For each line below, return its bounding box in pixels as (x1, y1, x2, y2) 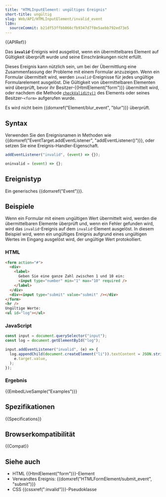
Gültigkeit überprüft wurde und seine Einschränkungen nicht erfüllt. (5, 54, 142, 60)
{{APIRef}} (5, 39, 27, 45)
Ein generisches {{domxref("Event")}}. (5, 188, 83, 194)
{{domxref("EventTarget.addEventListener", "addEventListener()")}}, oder (5, 137, 155, 143)
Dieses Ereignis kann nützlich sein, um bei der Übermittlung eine (5, 64, 137, 70)
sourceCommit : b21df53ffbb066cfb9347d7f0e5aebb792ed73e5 (9, 26, 129, 31)
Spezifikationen (5, 403, 55, 411)
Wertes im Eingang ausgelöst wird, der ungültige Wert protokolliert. (5, 236, 142, 242)
